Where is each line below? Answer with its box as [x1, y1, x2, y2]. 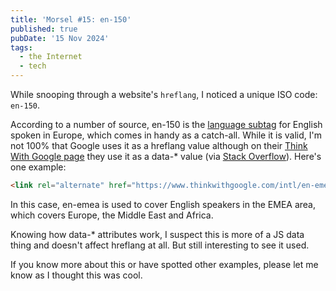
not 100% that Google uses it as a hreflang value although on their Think [10, 140, 308, 151]
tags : [10, 42, 33, 53]
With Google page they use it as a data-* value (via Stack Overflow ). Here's [10, 151, 322, 162]
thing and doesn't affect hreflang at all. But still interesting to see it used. [10, 239, 310, 251]
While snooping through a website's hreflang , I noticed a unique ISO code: [10, 89, 318, 100]
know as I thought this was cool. [10, 269, 143, 281]
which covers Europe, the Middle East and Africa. [10, 209, 214, 221]
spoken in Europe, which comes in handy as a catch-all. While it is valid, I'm [10, 129, 323, 141]
